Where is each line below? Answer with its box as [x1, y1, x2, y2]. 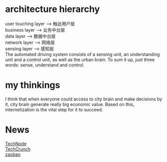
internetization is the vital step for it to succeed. [5, 106, 103, 112]
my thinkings [5, 79, 60, 91]
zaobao [5, 151, 21, 157]
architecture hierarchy [5, 3, 100, 15]
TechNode [5, 140, 27, 146]
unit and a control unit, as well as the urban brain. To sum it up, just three [5, 56, 155, 62]
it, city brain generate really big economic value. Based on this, [5, 101, 135, 107]
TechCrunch [5, 146, 31, 152]
